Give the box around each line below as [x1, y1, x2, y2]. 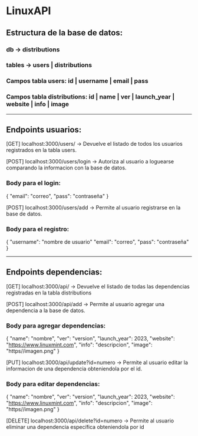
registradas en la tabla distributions [6, 289, 92, 296]
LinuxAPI [6, 4, 51, 18]
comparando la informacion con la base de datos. [6, 164, 127, 172]
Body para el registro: [6, 225, 70, 233]
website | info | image [6, 100, 70, 109]
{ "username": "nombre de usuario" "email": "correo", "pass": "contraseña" [6, 238, 189, 245]
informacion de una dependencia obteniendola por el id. [6, 365, 143, 372]
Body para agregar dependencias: [6, 322, 106, 330]
